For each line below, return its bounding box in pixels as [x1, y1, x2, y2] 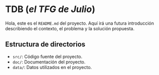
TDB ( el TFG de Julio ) [5, 4, 96, 15]
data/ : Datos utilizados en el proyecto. [12, 64, 92, 70]
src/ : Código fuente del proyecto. [12, 53, 83, 59]
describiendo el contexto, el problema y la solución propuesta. [5, 25, 135, 31]
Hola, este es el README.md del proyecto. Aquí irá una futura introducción [5, 20, 154, 26]
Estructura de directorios [5, 40, 86, 49]
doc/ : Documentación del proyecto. [12, 59, 86, 65]
